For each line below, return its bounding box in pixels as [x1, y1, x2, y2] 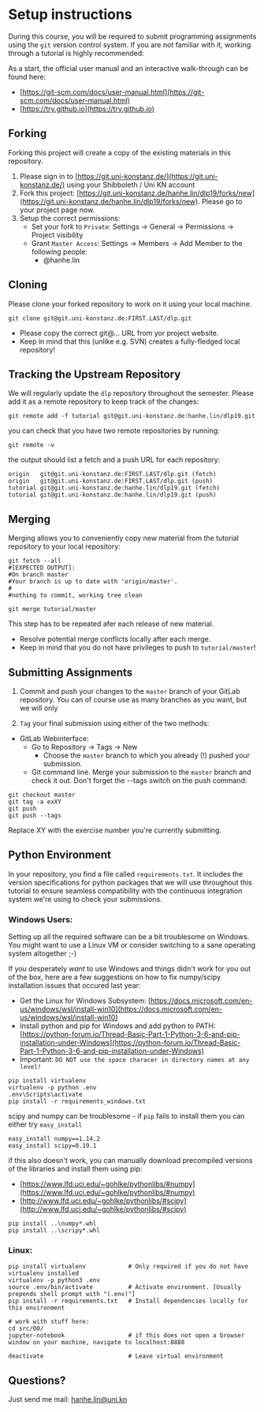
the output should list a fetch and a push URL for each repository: [8, 455, 221, 464]
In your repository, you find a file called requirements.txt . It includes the [8, 869, 244, 878]
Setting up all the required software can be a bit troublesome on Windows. [8, 932, 250, 941]
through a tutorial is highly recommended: [8, 48, 144, 58]
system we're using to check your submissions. [8, 894, 163, 903]
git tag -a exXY [8, 798, 61, 806]
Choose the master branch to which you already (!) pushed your [43, 751, 251, 760]
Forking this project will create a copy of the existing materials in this [8, 147, 231, 157]
